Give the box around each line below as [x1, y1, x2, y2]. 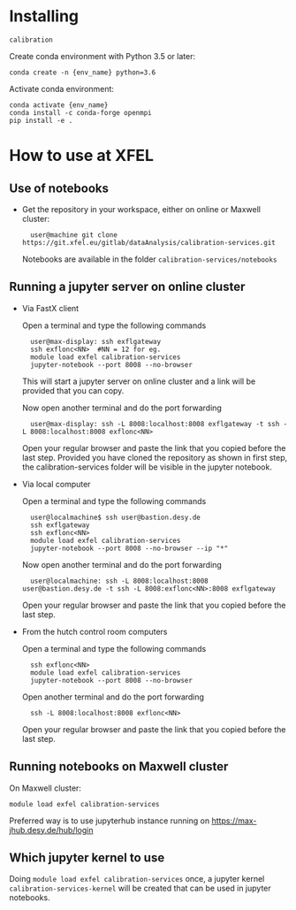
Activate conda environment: [9, 83, 115, 94]
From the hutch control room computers [21, 626, 168, 637]
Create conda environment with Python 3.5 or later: [9, 50, 196, 61]
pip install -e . [9, 116, 73, 125]
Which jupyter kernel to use [9, 850, 165, 865]
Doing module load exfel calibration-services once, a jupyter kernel [9, 874, 265, 884]
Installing [9, 6, 80, 27]
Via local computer [21, 478, 91, 489]
